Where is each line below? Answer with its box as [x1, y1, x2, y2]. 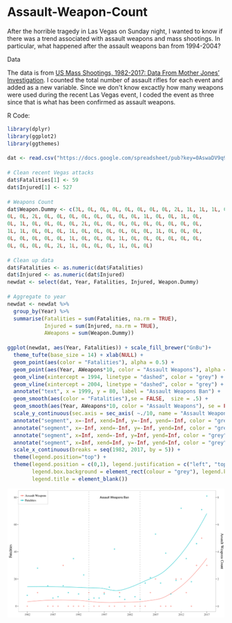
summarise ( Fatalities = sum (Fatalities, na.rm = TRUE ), [13, 315, 177, 322]
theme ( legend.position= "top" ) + [13, 454, 107, 461]
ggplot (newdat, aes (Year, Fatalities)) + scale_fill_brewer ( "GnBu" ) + [7, 344, 212, 351]
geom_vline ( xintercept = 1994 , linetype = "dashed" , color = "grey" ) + [13, 373, 224, 380]
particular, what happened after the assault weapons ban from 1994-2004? [7, 41, 221, 50]
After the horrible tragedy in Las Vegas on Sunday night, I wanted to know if [7, 27, 223, 35]
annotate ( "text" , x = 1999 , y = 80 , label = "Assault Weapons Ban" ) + [13, 388, 221, 395]
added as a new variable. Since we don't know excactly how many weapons [7, 83, 224, 91]
